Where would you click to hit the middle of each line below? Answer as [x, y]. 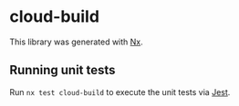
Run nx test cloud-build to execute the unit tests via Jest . [120, 92]
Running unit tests [62, 70]
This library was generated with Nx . [76, 42]
